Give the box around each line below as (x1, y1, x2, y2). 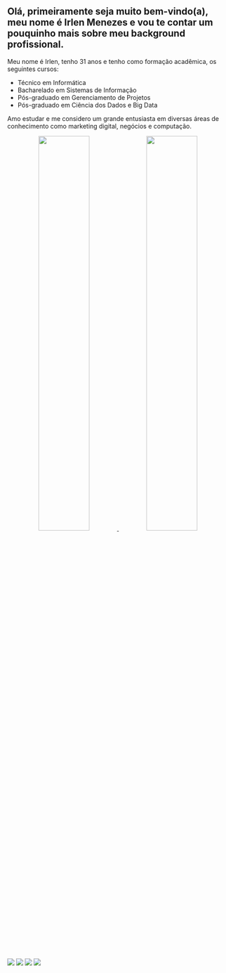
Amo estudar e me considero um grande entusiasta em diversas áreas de (7, 114, 220, 122)
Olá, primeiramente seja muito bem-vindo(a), (7, 6, 208, 18)
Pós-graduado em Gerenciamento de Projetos (17, 93, 151, 101)
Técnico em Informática (17, 78, 86, 86)
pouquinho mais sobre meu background (7, 27, 186, 39)
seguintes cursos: (7, 65, 59, 73)
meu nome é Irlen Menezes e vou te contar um (7, 17, 213, 29)
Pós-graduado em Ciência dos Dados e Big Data (17, 101, 158, 109)
